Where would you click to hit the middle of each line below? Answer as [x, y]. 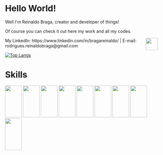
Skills [16, 75]
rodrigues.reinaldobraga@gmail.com [42, 46]
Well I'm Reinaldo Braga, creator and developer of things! [62, 22]
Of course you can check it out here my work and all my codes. [68, 31]
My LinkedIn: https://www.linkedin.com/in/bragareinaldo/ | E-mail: [71, 40]
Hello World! [31, 8]
